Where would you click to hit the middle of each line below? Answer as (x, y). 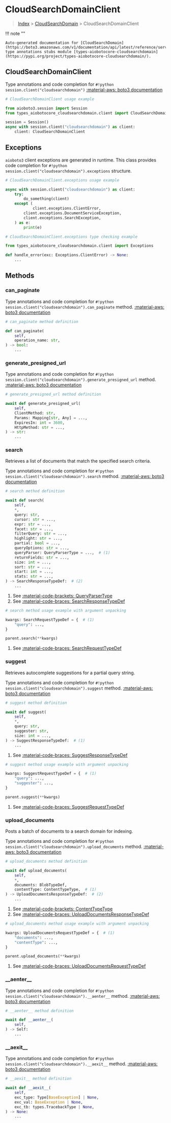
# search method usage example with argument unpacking (66, 610)
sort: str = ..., (33, 567)
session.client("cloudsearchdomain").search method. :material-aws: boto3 (85, 476)
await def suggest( (26, 712)
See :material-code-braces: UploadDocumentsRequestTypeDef (79, 966)
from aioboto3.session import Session (46, 108)
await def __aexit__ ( (28, 1088)
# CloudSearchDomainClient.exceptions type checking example (72, 237)
